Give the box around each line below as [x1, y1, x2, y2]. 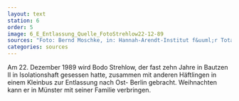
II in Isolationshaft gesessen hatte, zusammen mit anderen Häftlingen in [7, 70, 217, 79]
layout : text [7, 10, 46, 18]
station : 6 [7, 17, 40, 24]
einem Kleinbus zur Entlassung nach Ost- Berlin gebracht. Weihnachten [7, 78, 217, 86]
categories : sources [7, 43, 69, 51]
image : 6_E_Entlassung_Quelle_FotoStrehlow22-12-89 [7, 30, 164, 38]
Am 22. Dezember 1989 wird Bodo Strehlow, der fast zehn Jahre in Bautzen [7, 63, 228, 71]
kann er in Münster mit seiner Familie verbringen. [7, 86, 152, 94]
